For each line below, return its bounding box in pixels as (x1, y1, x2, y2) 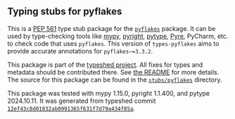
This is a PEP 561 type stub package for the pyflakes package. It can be (7, 24, 216, 32)
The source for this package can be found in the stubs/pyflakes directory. (7, 75, 222, 84)
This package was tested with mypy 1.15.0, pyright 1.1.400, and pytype (7, 89, 210, 97)
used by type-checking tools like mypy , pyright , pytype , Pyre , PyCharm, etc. (7, 32, 229, 40)
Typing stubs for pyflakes (7, 6, 122, 18)
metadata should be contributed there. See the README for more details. (7, 68, 220, 76)
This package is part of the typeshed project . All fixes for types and (7, 60, 203, 69)
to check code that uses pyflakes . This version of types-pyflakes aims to (7, 39, 220, 48)
